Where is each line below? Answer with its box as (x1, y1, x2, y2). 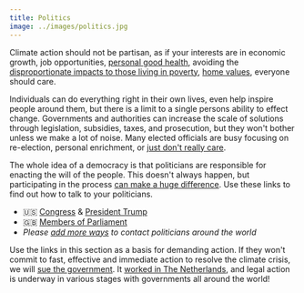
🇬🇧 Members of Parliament (22, 216, 127, 227)
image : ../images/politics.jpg (9, 22, 128, 31)
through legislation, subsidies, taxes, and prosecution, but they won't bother (9, 122, 295, 133)
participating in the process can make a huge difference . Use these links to (9, 178, 291, 189)
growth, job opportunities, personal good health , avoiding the (9, 56, 239, 67)
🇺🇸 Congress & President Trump (22, 206, 147, 217)
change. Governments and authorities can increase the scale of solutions (9, 113, 284, 124)
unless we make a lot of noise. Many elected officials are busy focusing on (9, 132, 289, 143)
